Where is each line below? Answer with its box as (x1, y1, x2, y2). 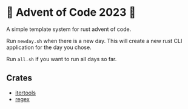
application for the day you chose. (6, 44, 92, 51)
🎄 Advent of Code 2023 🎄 (6, 5, 136, 19)
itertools (15, 89, 36, 96)
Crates (6, 73, 32, 84)
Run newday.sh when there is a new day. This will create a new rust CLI (6, 37, 183, 44)
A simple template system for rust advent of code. (6, 25, 132, 33)
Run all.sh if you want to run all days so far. (6, 55, 117, 62)
